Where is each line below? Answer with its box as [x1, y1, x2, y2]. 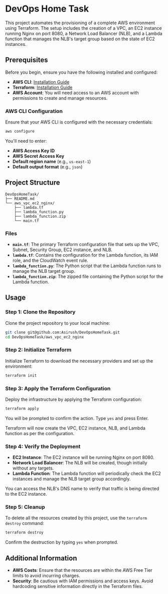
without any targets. [12, 465, 54, 471]
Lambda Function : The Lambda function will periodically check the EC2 [12, 470, 161, 477]
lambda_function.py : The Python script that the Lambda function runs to [12, 263, 161, 269]
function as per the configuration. [5, 430, 75, 436]
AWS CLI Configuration [5, 107, 63, 114]
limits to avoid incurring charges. [12, 573, 80, 579]
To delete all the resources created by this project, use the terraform [5, 515, 147, 521]
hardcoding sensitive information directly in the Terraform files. [12, 583, 143, 589]
